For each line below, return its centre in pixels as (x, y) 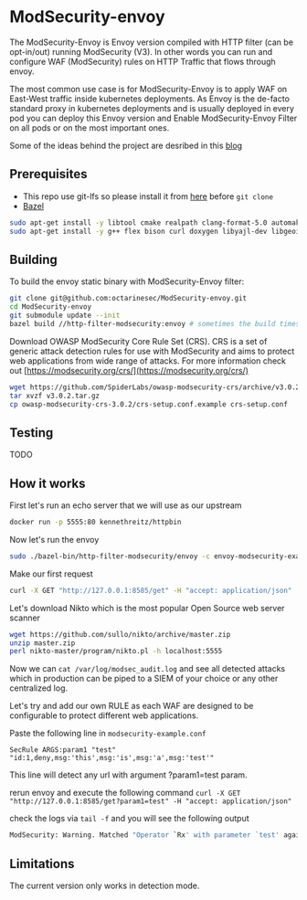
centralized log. (39, 688)
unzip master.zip (42, 643)
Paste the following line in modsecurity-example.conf (108, 734)
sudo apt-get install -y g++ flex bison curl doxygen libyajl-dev (138, 231)
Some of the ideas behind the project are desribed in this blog (126, 145)
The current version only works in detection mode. (105, 885)
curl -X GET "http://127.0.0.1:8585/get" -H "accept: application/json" (151, 590)
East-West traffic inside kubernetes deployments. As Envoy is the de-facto (150, 99)
